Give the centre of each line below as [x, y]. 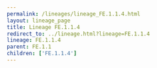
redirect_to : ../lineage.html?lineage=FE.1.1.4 [78, 34]
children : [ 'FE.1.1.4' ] [42, 54]
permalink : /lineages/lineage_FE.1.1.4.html [74, 14]
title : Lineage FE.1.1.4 [43, 27]
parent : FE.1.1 [29, 47]
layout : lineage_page [39, 21]
